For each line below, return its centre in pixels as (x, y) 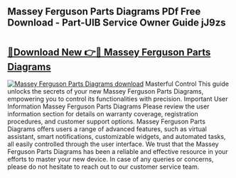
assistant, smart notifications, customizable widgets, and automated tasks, (117, 137)
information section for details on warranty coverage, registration (103, 114)
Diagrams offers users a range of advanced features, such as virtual (107, 129)
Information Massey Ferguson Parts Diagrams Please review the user (108, 106)
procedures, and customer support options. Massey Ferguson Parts (107, 121)
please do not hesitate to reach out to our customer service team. (103, 167)
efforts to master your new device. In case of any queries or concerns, (111, 159)
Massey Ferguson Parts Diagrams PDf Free (104, 12)
